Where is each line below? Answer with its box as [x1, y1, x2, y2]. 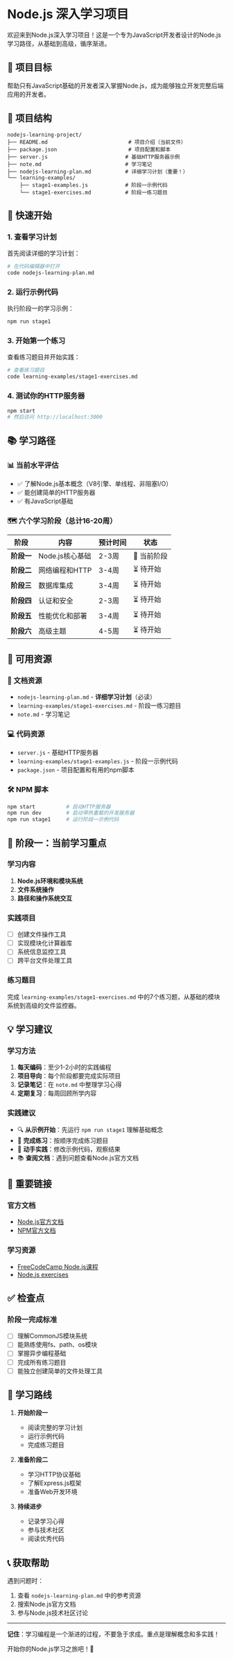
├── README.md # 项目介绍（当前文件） [7, 138, 187, 146]
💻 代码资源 [7, 729, 45, 738]
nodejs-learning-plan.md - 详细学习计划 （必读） [17, 692, 156, 701]
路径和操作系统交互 [17, 894, 73, 902]
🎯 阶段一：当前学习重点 [7, 837, 107, 849]
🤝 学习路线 [7, 1389, 52, 1401]
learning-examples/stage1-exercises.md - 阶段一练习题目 [17, 701, 182, 709]
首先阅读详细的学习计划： [7, 249, 80, 258]
